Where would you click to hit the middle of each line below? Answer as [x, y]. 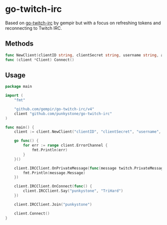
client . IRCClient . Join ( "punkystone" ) [53, 204]
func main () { [20, 127]
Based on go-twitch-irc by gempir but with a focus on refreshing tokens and [83, 23]
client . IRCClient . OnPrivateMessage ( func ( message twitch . [74, 168]
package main [19, 87]
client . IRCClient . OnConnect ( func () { [53, 186]
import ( [14, 96]
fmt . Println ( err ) [50, 150]
